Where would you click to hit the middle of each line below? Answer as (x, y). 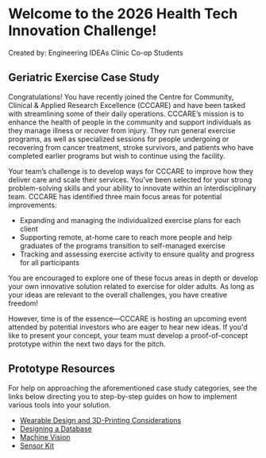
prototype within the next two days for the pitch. (87, 344)
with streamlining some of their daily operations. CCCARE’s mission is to (126, 114)
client (29, 229)
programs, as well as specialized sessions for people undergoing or (119, 139)
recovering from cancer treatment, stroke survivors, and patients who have (131, 147)
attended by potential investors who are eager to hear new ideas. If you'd (128, 327)
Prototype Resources (62, 369)
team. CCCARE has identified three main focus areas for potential (115, 196)
